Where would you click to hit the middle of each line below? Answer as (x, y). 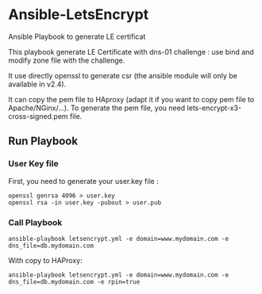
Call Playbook (35, 222)
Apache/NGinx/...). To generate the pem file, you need (97, 108)
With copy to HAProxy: (45, 260)
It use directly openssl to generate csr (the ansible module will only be (123, 75)
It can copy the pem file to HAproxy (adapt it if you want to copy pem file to (131, 99)
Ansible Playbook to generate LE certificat (77, 36)
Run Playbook (43, 141)
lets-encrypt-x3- (214, 108)
